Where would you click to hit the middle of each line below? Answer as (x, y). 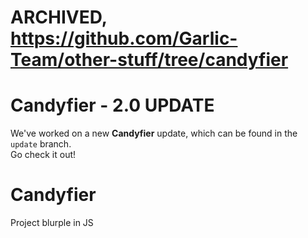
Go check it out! (43, 155)
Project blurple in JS (52, 223)
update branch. (41, 144)
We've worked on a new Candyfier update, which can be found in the (154, 133)
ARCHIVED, (59, 17)
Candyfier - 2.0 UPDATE (112, 105)
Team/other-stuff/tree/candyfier (149, 60)
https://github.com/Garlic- (124, 38)
